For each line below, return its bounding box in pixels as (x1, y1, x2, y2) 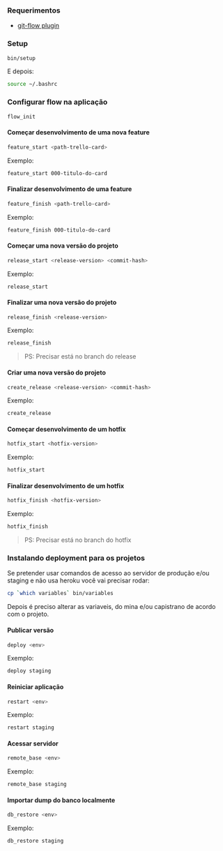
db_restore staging (7, 838, 64, 845)
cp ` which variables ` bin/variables (7, 590, 114, 597)
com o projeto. (7, 610, 49, 619)
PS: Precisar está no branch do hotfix (24, 536, 132, 544)
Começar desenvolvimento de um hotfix (7, 425, 126, 433)
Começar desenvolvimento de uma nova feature (7, 128, 150, 137)
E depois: (7, 67, 34, 75)
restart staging (7, 724, 54, 731)
